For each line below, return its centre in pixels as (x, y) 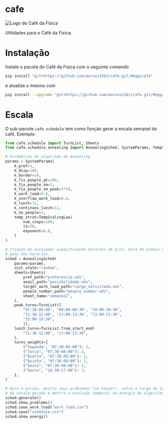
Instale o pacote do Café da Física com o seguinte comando (67, 66)
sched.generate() (23, 398)
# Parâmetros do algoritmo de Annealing (48, 157)
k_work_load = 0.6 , (32, 194)
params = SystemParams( (30, 161)
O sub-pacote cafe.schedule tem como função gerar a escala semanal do (81, 128)
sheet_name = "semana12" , (48, 296)
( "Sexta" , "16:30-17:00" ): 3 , (54, 370)
